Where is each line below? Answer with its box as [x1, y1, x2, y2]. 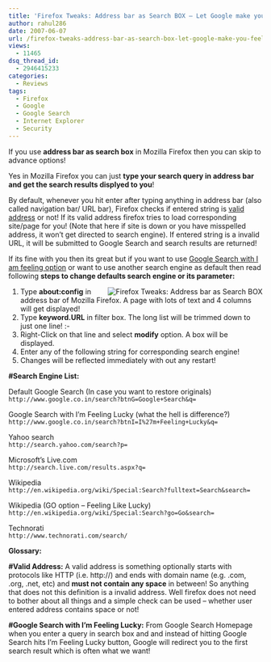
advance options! [8, 155, 66, 165]
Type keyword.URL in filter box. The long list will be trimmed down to [19, 312, 251, 322]
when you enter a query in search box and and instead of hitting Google [8, 628, 248, 639]
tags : [8, 86, 27, 95]
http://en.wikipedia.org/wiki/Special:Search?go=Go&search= [8, 508, 215, 517]
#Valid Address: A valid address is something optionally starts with [8, 561, 232, 571]
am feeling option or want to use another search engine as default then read [8, 262, 262, 272]
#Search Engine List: [8, 371, 80, 381]
